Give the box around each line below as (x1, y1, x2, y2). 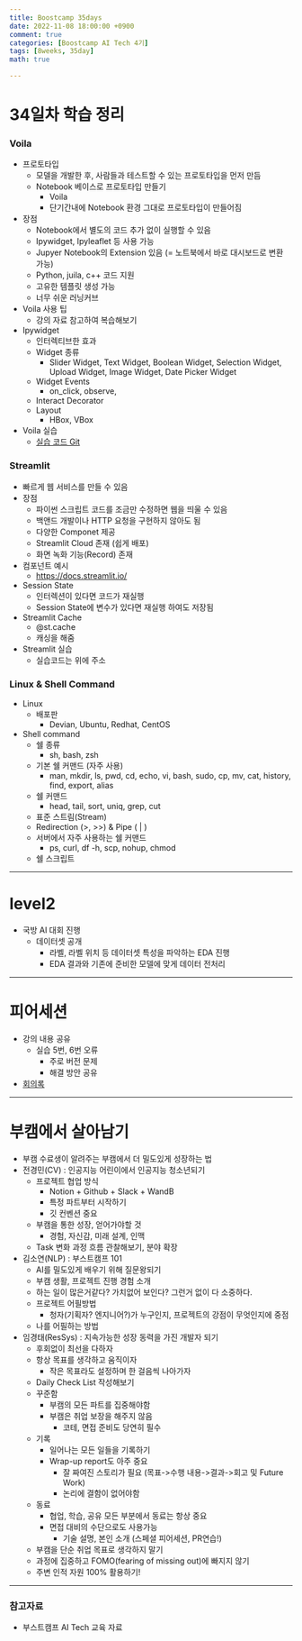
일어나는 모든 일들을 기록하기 (49, 1444, 151, 1455)
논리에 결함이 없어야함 (62, 1488, 140, 1499)
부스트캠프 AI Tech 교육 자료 (22, 1622, 123, 1633)
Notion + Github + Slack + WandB (49, 1186, 174, 1197)
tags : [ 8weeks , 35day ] (9, 47, 94, 56)
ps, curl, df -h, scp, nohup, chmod (49, 843, 177, 853)
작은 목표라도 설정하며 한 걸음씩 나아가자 (49, 1365, 191, 1376)
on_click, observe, (49, 386, 117, 397)
